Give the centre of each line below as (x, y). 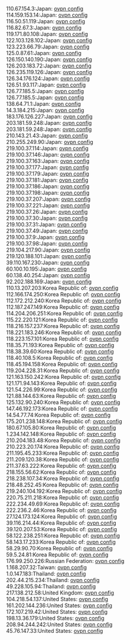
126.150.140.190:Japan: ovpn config (49, 59)
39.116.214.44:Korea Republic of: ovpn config (61, 523)
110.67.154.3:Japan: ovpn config (45, 9)
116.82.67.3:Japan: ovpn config (44, 27)
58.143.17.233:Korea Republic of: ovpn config (61, 542)
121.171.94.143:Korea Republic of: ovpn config (61, 383)
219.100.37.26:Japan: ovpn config (47, 212)
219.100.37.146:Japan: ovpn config (48, 154)
